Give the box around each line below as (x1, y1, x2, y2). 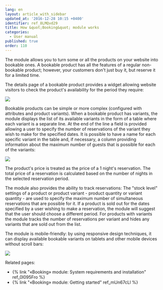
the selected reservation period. (5, 176, 70, 181)
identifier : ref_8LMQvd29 (5, 20, 58, 26)
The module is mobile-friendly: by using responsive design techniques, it (5, 231, 152, 236)
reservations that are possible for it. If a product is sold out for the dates (5, 200, 150, 206)
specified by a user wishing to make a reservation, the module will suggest (5, 205, 155, 212)
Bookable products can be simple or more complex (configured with (5, 105, 143, 111)
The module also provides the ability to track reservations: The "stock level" (5, 185, 158, 191)
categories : (5, 30, 29, 35)
